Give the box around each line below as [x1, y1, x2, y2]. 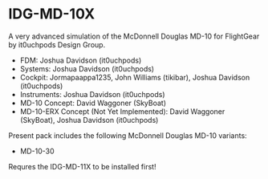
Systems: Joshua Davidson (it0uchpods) [19, 63, 155, 73]
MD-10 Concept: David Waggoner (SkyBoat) [19, 98, 167, 108]
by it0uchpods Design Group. [8, 39, 106, 49]
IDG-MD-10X [8, 5, 95, 23]
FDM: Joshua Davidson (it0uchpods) [19, 55, 142, 65]
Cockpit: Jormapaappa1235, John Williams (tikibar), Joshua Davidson [19, 72, 250, 82]
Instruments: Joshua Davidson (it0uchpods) [19, 89, 166, 99]
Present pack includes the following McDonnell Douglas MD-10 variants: [8, 130, 247, 140]
